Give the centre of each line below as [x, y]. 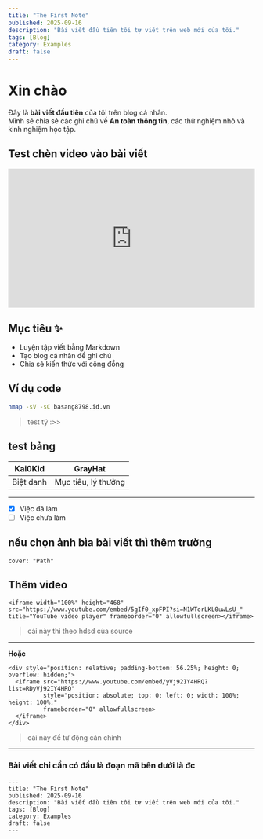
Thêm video [38, 585]
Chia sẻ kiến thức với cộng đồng [72, 364]
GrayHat [90, 468]
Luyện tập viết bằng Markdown [70, 347]
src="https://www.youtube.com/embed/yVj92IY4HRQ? [126, 682]
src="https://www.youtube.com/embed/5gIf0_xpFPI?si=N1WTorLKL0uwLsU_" [126, 610]
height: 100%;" [33, 703]
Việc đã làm [38, 508]
